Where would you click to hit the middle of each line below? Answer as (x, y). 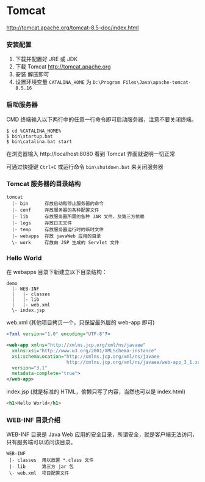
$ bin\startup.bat (30, 136)
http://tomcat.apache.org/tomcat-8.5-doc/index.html (73, 28)
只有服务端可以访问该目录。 (41, 442)
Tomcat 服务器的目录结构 (44, 184)
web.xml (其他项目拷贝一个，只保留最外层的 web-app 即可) (81, 322)
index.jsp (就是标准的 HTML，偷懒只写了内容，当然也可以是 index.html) (96, 391)
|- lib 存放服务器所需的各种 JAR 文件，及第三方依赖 (78, 217)
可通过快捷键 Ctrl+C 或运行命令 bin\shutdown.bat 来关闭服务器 (85, 166)
